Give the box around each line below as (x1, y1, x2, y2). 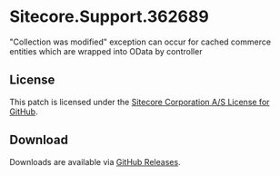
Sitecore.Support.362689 (9, 6, 209, 27)
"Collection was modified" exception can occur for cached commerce (9, 36, 271, 47)
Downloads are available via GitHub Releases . (9, 156, 181, 167)
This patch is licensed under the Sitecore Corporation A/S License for (9, 96, 270, 107)
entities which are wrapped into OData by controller (9, 45, 203, 56)
